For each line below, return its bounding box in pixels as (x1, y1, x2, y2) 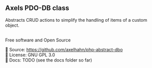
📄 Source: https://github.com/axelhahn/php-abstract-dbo (5, 46, 123, 52)
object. (5, 22, 20, 28)
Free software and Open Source (5, 37, 71, 43)
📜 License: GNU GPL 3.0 (5, 52, 55, 58)
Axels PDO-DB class (5, 4, 69, 12)
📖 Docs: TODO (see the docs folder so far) (5, 57, 92, 63)
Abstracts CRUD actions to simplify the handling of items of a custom (5, 17, 148, 23)
